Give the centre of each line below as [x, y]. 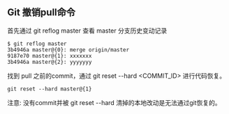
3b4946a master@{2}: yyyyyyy [50, 62]
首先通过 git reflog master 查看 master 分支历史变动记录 [87, 31]
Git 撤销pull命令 [41, 13]
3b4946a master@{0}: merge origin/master [68, 50]
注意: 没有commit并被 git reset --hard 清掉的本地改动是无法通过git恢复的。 [114, 102]
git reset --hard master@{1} [50, 89]
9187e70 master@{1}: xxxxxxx [50, 56]
